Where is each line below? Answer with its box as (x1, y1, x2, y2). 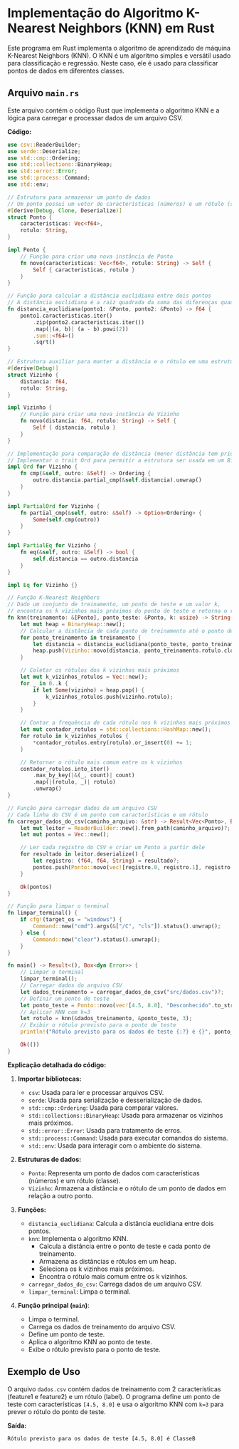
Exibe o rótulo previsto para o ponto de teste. (28, 1345, 161, 1354)
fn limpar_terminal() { (7, 910, 78, 917)
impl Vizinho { (7, 404, 53, 411)
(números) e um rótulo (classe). (28, 1176, 121, 1185)
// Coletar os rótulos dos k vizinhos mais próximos (20, 667, 180, 674)
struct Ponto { (7, 214, 53, 221)
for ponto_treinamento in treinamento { (20, 634, 142, 641)
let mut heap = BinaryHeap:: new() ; (20, 620, 126, 628)
